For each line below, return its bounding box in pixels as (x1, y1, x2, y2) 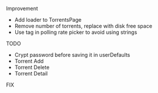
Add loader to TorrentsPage (14, 16, 82, 23)
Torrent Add (14, 58, 44, 64)
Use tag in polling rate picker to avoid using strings (14, 29, 138, 36)
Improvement (6, 5, 38, 12)
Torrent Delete (14, 64, 50, 71)
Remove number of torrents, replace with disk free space (14, 23, 153, 29)
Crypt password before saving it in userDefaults (14, 51, 130, 58)
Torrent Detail (14, 70, 48, 77)
